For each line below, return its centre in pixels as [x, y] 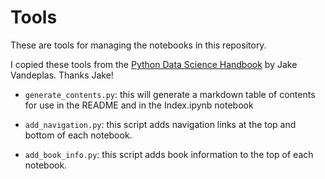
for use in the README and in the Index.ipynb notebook [139, 105]
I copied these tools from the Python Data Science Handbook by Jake [154, 64]
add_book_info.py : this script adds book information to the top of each [169, 154]
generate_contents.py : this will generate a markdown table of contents [170, 94]
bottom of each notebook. [78, 135]
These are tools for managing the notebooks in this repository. [138, 45]
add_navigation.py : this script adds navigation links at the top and [160, 124]
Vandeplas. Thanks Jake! [62, 75]
